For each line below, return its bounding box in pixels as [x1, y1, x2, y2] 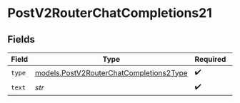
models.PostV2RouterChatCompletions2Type [34, 67, 188, 77]
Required [194, 55, 226, 64]
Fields [7, 33, 36, 45]
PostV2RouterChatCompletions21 [7, 5, 212, 21]
